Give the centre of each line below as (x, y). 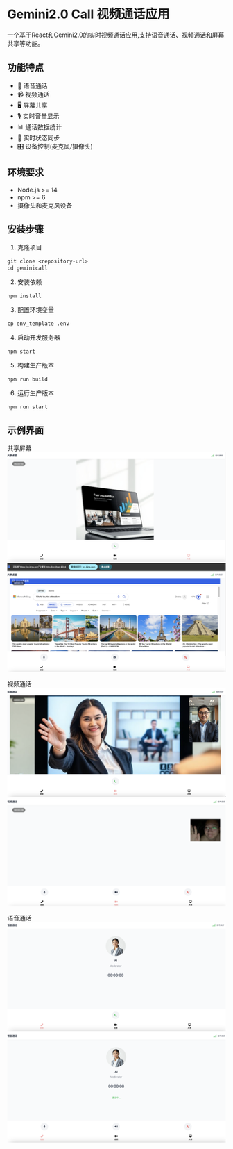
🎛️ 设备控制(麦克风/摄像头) (55, 146)
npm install (24, 296)
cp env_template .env (38, 324)
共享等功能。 (25, 43)
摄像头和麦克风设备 (45, 205)
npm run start (28, 407)
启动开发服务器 (38, 338)
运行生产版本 (35, 393)
